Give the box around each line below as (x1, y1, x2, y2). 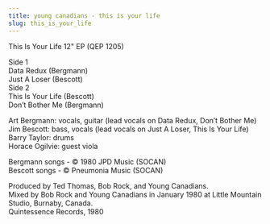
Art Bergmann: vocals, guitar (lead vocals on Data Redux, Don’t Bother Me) (8, 115, 257, 125)
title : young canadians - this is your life (8, 11, 160, 20)
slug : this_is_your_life (8, 19, 92, 27)
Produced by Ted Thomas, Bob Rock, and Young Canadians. (8, 180, 210, 190)
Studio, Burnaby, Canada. (8, 198, 93, 208)
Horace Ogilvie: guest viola (8, 141, 98, 151)
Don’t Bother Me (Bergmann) (8, 100, 105, 110)
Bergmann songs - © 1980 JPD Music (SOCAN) (8, 156, 167, 166)
